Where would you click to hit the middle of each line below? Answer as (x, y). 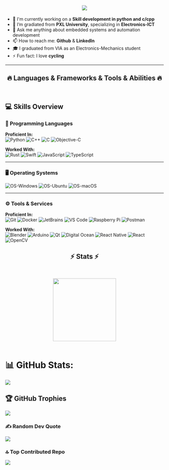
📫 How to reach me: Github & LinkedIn (54, 41)
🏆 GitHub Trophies (36, 399)
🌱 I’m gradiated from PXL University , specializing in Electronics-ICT (83, 24)
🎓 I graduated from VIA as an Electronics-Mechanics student (76, 48)
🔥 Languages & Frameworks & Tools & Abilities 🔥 (84, 78)
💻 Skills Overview (34, 107)
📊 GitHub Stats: (39, 365)
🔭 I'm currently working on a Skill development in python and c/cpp (83, 19)
